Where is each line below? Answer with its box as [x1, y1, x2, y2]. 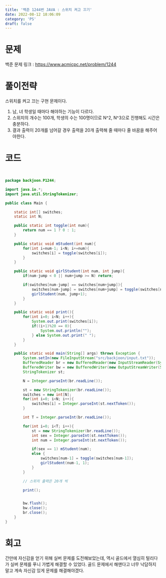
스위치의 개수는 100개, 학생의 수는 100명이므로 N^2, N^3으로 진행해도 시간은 [12, 115, 160, 121]
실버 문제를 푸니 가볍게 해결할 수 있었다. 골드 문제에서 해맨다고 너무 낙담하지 [10, 561, 157, 567]
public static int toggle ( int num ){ [14, 223, 90, 228]
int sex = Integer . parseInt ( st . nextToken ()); [31, 433, 127, 438]
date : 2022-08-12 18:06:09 [5, 12, 61, 17]
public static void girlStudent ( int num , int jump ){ [14, 269, 125, 274]
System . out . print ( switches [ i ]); [31, 319, 98, 324]
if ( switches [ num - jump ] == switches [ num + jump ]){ [23, 283, 123, 288]
